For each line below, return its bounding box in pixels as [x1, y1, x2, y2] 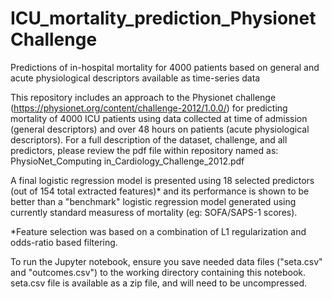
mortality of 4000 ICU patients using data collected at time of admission [10, 112, 308, 124]
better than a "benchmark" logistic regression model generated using [10, 195, 297, 207]
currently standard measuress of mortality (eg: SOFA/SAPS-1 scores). [10, 206, 298, 218]
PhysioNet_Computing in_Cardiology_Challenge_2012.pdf [10, 155, 245, 167]
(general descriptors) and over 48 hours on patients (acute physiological [10, 123, 310, 135]
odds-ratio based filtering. [10, 236, 118, 248]
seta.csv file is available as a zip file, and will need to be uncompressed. [10, 277, 308, 289]
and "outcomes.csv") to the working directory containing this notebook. [10, 266, 307, 278]
